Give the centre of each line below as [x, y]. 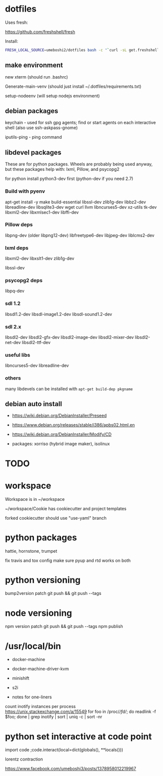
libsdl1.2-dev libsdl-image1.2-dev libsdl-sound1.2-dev [59, 314]
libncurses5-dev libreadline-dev [37, 365]
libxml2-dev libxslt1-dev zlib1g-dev [40, 259]
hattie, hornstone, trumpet [31, 551]
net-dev [13, 343]
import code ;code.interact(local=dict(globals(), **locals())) [64, 750]
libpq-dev [15, 291]
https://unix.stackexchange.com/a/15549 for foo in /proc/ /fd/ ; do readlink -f [81, 711]
